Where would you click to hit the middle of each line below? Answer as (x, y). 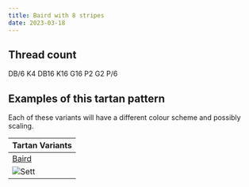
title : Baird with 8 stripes (56, 15)
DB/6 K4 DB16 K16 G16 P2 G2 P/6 (63, 74)
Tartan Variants (42, 145)
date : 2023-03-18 (37, 23)
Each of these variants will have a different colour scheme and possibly (125, 118)
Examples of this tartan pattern (86, 98)
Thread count (42, 55)
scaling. (21, 126)
